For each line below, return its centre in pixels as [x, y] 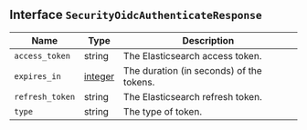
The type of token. [163, 111]
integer [99, 76]
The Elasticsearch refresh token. [192, 96]
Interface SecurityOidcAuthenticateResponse [136, 15]
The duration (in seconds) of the [192, 70]
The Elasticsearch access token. [192, 55]
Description [208, 40]
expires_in [37, 76]
